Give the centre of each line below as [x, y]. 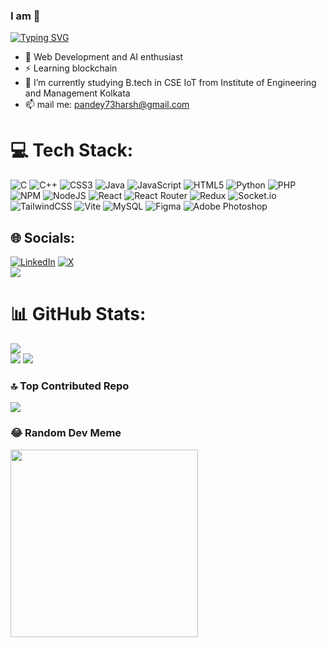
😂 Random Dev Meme [66, 433]
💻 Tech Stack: [72, 150]
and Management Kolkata [77, 93]
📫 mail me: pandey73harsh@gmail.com [107, 105]
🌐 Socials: [43, 237]
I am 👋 [25, 16]
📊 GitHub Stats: [78, 314]
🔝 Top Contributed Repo [70, 386]
